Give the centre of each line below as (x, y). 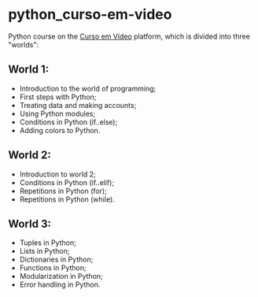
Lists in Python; (44, 251)
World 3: (29, 223)
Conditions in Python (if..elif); (67, 182)
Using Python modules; (57, 113)
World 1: (29, 70)
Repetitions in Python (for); (63, 191)
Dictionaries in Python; (56, 260)
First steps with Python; (58, 97)
